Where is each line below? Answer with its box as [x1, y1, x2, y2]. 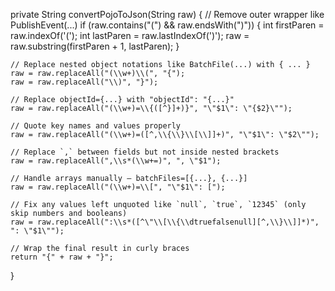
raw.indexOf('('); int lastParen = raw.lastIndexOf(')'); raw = [10, 30, 250, 41]
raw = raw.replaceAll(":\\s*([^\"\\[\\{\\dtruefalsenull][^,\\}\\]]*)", [10, 217, 320, 227]
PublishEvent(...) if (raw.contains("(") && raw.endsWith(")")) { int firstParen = [10, 19, 325, 31]
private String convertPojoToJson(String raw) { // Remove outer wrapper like [10, 9, 325, 20]
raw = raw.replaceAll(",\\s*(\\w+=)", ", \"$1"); [10, 156, 222, 166]
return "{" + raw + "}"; [10, 252, 114, 262]
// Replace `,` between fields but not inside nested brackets [10, 147, 280, 157]
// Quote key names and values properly [10, 121, 182, 131]
